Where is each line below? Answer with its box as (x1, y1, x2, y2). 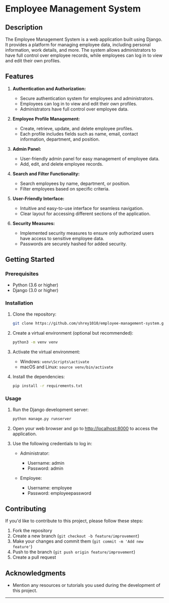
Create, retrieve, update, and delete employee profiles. (20, 125, 134, 131)
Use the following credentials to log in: (12, 440, 92, 446)
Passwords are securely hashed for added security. (20, 241, 127, 247)
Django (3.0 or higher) (12, 287, 59, 293)
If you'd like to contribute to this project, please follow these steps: (5, 518, 143, 524)
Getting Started (5, 255, 55, 264)
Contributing (5, 505, 46, 513)
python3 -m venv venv (12, 340, 58, 345)
